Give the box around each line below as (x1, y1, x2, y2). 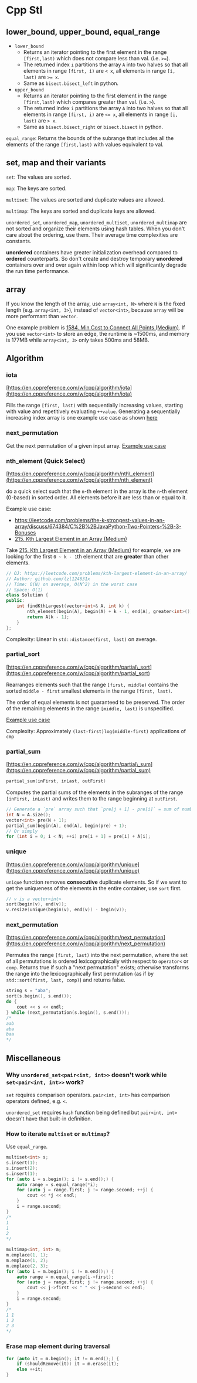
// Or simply (6, 828, 38, 834)
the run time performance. (6, 267, 70, 274)
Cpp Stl (6, 4, 43, 17)
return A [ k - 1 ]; (27, 614, 69, 620)
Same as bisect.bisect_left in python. (23, 80, 119, 87)
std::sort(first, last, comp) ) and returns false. (6, 976, 126, 983)
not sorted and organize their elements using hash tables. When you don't (6, 225, 185, 232)
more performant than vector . (6, 312, 78, 319)
